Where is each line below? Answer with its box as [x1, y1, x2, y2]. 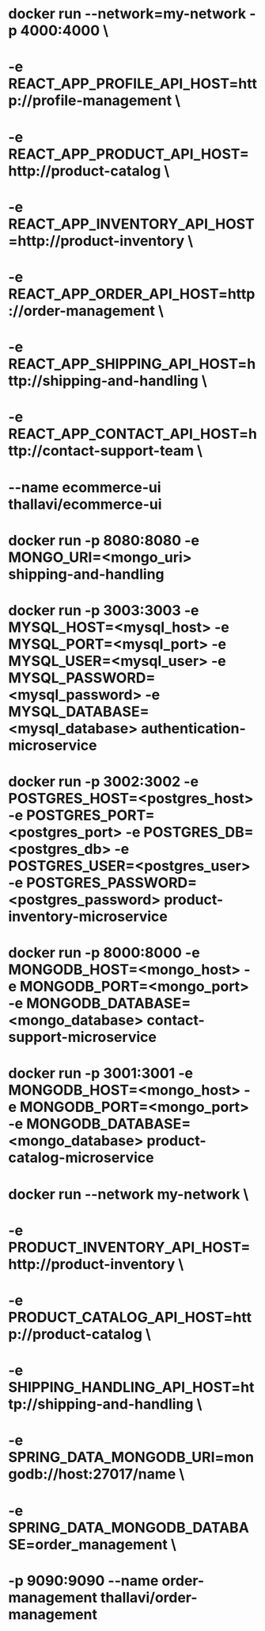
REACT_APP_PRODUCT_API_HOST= [8, 144, 249, 163]
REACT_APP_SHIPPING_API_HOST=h [8, 355, 256, 373]
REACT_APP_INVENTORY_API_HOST [8, 215, 255, 233]
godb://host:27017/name [8, 1465, 176, 1483]
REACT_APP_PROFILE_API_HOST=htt [8, 75, 258, 93]
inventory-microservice [8, 908, 168, 925]
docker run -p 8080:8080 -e [8, 531, 200, 549]
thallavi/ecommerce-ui [8, 495, 162, 513]
